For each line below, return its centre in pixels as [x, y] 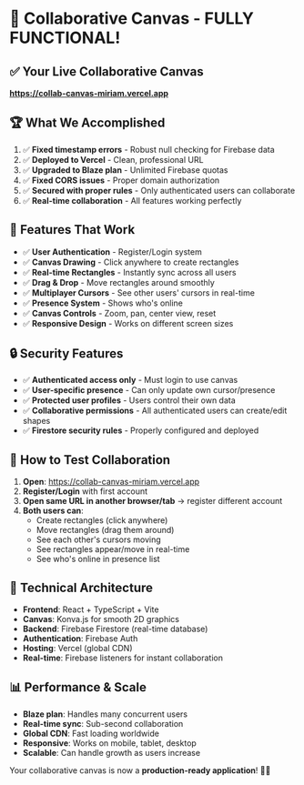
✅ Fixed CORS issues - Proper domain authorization [121, 180]
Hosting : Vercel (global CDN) [77, 649]
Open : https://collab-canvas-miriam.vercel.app [111, 482]
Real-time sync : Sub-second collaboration [103, 723]
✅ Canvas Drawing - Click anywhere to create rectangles [131, 262]
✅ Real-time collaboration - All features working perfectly [132, 200]
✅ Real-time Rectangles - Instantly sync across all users [129, 272]
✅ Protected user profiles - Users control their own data [129, 400]
